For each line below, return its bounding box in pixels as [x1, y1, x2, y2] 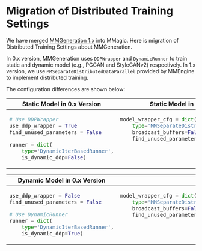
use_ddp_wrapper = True [9, 122, 78, 129]
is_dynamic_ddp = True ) [21, 230, 84, 237]
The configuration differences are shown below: [6, 85, 125, 92]
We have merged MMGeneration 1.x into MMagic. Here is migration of [6, 37, 179, 44]
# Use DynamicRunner [9, 211, 68, 217]
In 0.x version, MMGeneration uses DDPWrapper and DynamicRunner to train [6, 55, 188, 62]
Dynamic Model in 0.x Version [17, 176, 106, 184]
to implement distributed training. [6, 74, 89, 81]
